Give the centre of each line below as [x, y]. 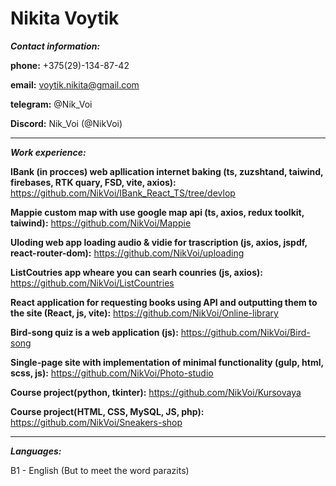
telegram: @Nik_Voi [51, 104]
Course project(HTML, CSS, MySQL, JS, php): [107, 411]
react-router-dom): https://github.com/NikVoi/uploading [127, 253]
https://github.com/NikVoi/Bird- [245, 332]
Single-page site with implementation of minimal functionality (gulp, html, [167, 362]
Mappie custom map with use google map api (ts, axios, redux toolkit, [157, 212]
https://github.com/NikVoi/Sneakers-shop [96, 422]
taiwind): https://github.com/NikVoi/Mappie [101, 223]
